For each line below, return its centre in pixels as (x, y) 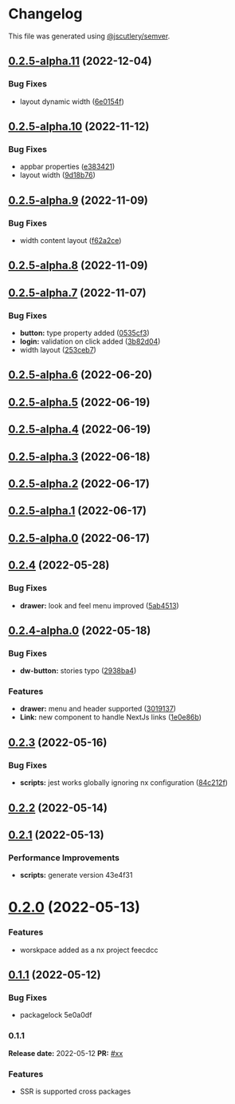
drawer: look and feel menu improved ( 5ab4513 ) (99, 605)
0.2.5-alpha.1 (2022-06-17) (78, 511)
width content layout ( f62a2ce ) (70, 240)
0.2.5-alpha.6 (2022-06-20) (80, 375)
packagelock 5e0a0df (56, 1015)
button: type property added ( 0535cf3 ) (84, 333)
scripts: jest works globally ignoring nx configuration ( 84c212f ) (124, 783)
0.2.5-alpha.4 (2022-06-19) (80, 430)
